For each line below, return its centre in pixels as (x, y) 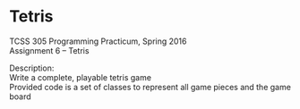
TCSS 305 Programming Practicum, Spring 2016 (98, 41)
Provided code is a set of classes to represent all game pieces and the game (150, 87)
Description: (32, 68)
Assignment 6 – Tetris (49, 50)
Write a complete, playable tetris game (81, 77)
